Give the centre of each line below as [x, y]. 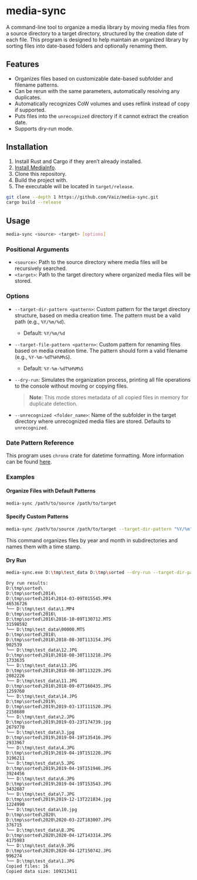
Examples [21, 476]
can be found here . [29, 461]
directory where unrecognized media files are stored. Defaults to [93, 421]
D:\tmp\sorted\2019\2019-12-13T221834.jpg [59, 799]
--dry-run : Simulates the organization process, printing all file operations [103, 379]
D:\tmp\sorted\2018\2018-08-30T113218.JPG [59, 655]
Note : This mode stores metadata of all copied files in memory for [109, 397]
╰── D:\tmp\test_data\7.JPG [40, 794]
